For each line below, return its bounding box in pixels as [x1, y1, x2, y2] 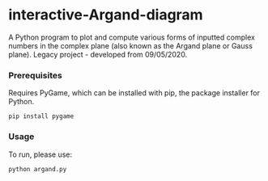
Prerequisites [8, 69, 62, 81]
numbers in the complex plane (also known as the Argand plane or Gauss [8, 40, 253, 50]
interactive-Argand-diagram [8, 6, 204, 24]
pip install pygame [8, 112, 74, 120]
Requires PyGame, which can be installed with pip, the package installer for [8, 88, 261, 98]
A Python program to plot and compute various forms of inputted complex [8, 32, 255, 42]
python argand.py [8, 165, 67, 173]
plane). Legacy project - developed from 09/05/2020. [8, 49, 188, 59]
